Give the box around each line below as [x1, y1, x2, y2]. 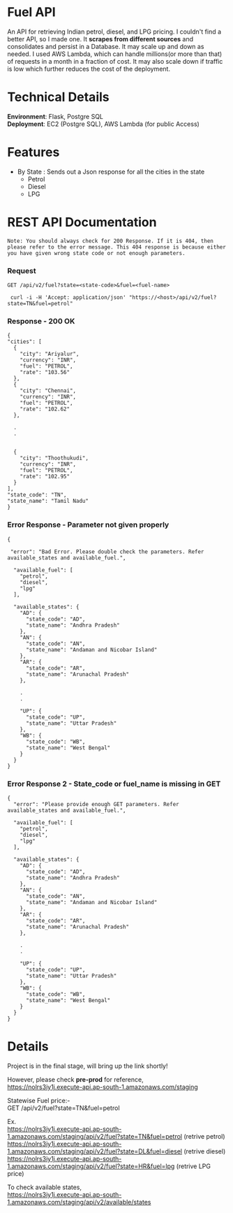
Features [7, 144, 60, 160]
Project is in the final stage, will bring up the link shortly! [7, 1062, 169, 1070]
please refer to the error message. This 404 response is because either [7, 243, 227, 251]
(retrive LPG [176, 1162, 211, 1170]
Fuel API [7, 4, 56, 20]
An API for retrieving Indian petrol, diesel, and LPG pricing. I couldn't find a [7, 27, 222, 36]
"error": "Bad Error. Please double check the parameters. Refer [10, 548, 204, 555]
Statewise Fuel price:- [7, 1096, 70, 1104]
